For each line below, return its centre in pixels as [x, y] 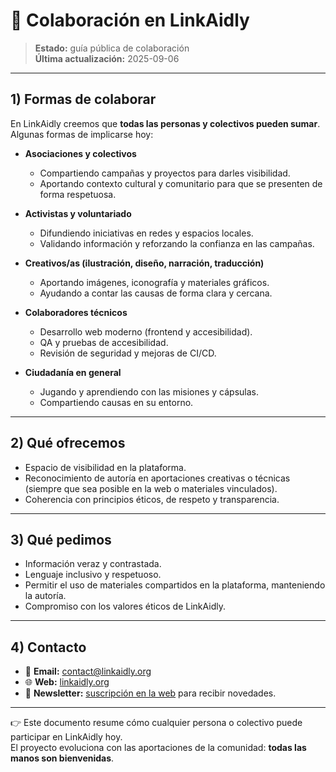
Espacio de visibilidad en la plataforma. [105, 467]
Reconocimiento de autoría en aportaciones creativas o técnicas [157, 478]
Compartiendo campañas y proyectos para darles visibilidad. [165, 173]
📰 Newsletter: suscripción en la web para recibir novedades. [150, 693]
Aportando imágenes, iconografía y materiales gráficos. [154, 282]
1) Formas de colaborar [83, 99]
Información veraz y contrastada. [93, 564]
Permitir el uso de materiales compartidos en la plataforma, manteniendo [175, 585]
